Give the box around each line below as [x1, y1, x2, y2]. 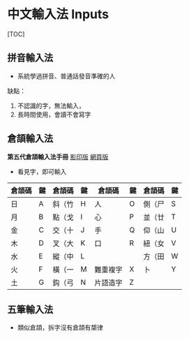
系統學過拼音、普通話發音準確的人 [17, 71, 116, 80]
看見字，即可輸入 [17, 167, 67, 175]
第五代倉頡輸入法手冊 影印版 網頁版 [7, 152, 109, 161]
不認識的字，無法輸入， [17, 101, 85, 110]
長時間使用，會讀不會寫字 [17, 110, 91, 119]
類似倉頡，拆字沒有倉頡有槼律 [17, 323, 103, 332]
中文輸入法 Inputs [7, 6, 109, 22]
